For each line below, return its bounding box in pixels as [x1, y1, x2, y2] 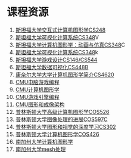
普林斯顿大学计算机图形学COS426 [15, 131, 99, 138]
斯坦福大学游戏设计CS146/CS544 [15, 56, 98, 63]
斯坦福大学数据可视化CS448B [15, 63, 89, 70]
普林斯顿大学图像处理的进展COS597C [15, 116, 108, 123]
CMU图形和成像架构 [15, 101, 65, 108]
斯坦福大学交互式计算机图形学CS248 [15, 26, 106, 33]
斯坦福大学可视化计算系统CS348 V [15, 33, 99, 41]
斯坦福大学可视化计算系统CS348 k [15, 48, 99, 55]
